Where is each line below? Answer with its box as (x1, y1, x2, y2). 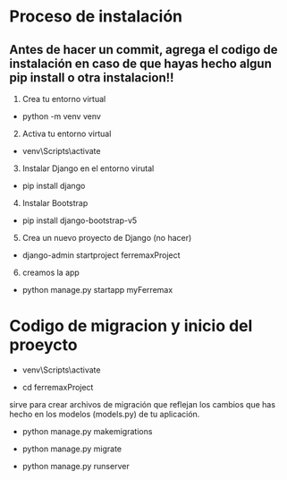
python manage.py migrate (21, 443, 122, 454)
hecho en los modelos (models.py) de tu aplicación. (9, 408, 200, 419)
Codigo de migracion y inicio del (9, 316, 253, 337)
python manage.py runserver (21, 460, 130, 471)
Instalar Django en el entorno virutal (21, 163, 155, 174)
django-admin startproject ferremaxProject (21, 250, 181, 261)
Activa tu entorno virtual (21, 128, 112, 139)
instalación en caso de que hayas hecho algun (9, 56, 273, 71)
